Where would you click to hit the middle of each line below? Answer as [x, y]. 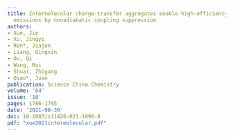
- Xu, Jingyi [26, 39]
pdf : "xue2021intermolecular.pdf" [57, 123]
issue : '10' [24, 98]
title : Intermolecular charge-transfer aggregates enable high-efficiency [118, 13]
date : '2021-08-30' [35, 110]
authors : [20, 26]
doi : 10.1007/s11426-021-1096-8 [54, 116]
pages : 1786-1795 [32, 104]
